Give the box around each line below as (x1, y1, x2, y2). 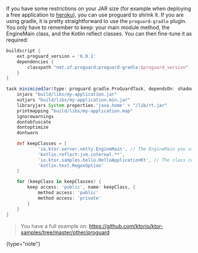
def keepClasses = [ (16, 141, 67, 147)
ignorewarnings (16, 113, 54, 119)
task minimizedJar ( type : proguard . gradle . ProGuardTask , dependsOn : (6, 86, 176, 92)
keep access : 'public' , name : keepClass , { (27, 184, 136, 190)
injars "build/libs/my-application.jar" (16, 92, 117, 98)
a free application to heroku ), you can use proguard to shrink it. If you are (6, 11, 184, 18)
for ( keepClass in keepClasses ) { (16, 179, 101, 185)
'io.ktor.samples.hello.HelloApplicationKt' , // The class (37, 157, 186, 163)
